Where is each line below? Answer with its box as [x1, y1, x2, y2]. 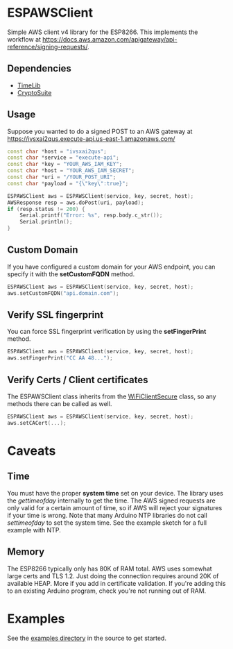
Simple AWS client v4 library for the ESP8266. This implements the [7, 28, 198, 36]
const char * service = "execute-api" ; [7, 154, 119, 161]
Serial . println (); [19, 219, 73, 226]
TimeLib [17, 81, 41, 90]
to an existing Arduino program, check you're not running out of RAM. [7, 587, 207, 595]
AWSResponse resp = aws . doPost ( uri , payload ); [7, 199, 144, 206]
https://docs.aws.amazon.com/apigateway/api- [42, 35, 178, 43]
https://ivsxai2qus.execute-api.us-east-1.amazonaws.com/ [7, 134, 175, 143]
